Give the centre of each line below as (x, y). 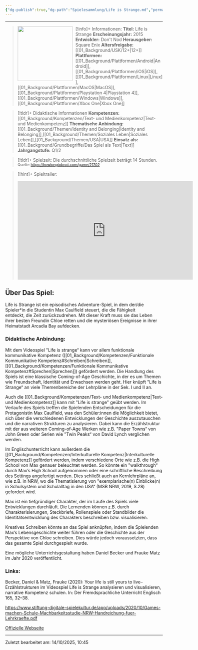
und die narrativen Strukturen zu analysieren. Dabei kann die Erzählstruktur (82, 423)
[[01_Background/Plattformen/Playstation (60, 93)
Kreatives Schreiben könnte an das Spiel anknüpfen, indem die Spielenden (82, 527)
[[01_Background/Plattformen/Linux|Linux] (119, 77)
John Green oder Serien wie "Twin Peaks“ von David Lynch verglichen (77, 434)
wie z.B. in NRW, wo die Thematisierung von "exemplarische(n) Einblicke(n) (83, 481)
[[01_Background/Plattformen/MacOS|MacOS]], (66, 87)
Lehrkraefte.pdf (21, 618)
